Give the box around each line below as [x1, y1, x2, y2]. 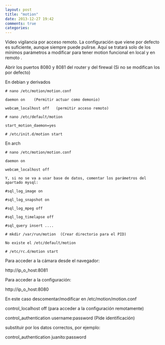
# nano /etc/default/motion [5, 114, 63, 120]
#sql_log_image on [5, 189, 43, 194]
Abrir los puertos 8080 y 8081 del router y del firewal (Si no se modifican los [5, 65, 160, 70]
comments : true [5, 21, 36, 26]
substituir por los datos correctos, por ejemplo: [5, 325, 100, 331]
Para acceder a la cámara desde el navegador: [5, 258, 100, 264]
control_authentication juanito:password [5, 334, 87, 340]
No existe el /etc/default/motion [5, 241, 76, 245]
